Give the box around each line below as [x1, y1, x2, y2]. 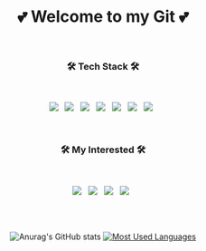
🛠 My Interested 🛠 [60, 143, 146, 156]
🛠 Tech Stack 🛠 [66, 60, 140, 72]
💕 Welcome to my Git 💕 [17, 6, 189, 27]
